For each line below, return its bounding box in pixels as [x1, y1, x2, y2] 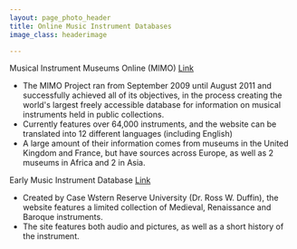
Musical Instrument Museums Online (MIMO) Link [9, 62, 195, 73]
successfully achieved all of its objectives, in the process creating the [22, 90, 283, 101]
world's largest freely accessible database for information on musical [22, 100, 282, 110]
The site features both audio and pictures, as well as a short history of [22, 221, 284, 232]
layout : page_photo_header [9, 13, 111, 23]
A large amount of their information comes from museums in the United [22, 138, 289, 149]
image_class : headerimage [9, 30, 107, 39]
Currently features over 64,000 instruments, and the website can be [22, 119, 277, 129]
